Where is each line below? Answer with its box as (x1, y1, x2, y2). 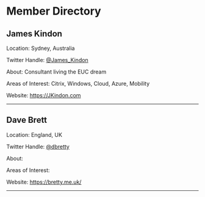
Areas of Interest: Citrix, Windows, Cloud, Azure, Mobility (6, 80, 150, 87)
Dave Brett (6, 115, 48, 125)
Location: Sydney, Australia (6, 44, 75, 52)
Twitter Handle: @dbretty (6, 143, 70, 150)
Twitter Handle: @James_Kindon (6, 57, 88, 63)
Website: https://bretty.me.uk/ (6, 178, 82, 185)
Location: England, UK (6, 131, 63, 138)
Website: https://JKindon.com (6, 92, 81, 98)
